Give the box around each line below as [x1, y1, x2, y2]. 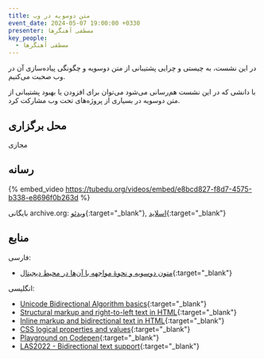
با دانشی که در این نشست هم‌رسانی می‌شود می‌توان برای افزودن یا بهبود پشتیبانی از [8, 87, 256, 97]
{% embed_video [8, 184, 64, 194]
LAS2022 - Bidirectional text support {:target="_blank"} [19, 341, 200, 351]
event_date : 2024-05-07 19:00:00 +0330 [8, 19, 141, 27]
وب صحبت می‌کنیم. [8, 72, 66, 81]
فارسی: [8, 252, 32, 262]
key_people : [8, 34, 48, 42]
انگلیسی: [8, 283, 35, 293]
